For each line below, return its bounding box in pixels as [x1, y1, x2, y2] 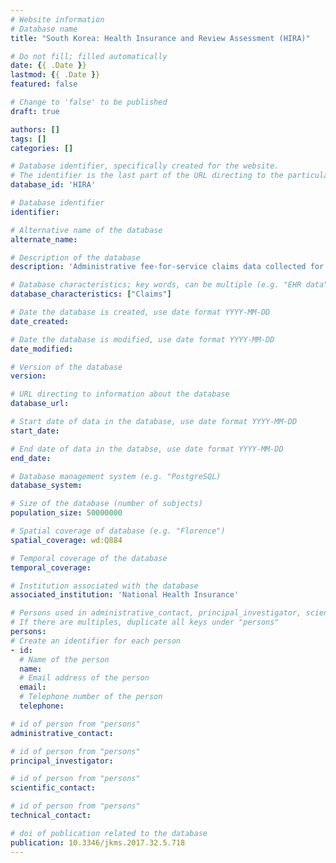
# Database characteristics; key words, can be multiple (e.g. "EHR [10, 280, 302, 290]
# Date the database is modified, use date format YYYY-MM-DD [10, 334, 275, 345]
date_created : [10, 316, 70, 326]
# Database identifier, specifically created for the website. [10, 161, 280, 171]
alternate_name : [10, 234, 78, 245]
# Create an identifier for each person [10, 636, 182, 646]
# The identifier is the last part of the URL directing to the [10, 171, 284, 181]
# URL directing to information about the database [10, 389, 230, 400]
